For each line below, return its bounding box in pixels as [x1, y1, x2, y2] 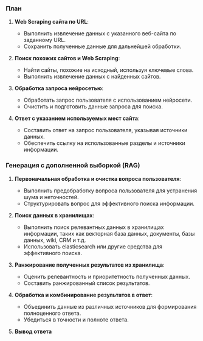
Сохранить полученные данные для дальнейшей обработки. [23, 43, 182, 50]
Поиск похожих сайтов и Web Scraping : [14, 55, 120, 62]
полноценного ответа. [23, 309, 81, 317]
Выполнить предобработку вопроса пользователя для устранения [23, 187, 198, 194]
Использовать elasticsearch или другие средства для [23, 242, 162, 250]
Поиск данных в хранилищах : [14, 211, 95, 219]
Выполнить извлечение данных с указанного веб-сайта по [23, 30, 177, 37]
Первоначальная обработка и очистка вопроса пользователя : [14, 175, 182, 182]
